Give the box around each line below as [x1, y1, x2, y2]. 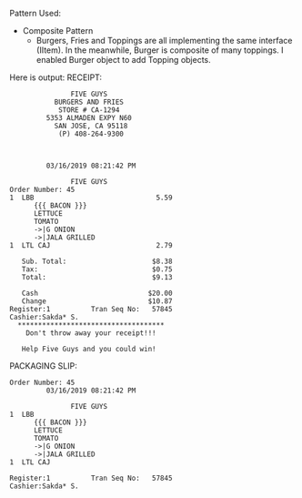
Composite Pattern [22, 25, 94, 36]
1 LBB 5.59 [9, 193, 173, 202]
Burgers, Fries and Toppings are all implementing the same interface [35, 36, 293, 46]
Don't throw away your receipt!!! [25, 329, 156, 338]
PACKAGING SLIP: [9, 361, 77, 371]
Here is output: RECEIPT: [9, 72, 103, 83]
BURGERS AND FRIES [54, 97, 125, 107]
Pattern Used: [9, 8, 62, 18]
